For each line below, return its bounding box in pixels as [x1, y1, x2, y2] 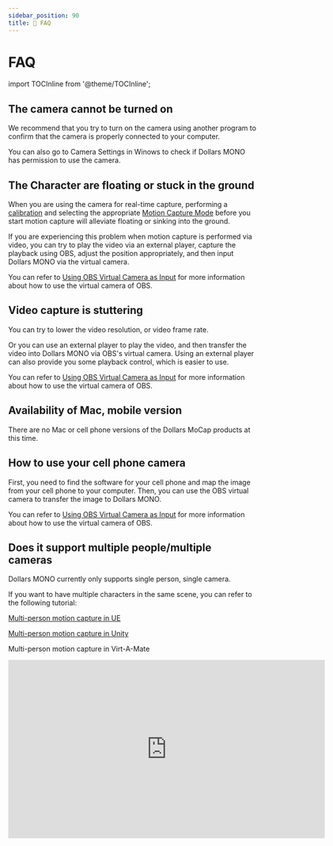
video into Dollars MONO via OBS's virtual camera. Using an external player [8, 348, 255, 358]
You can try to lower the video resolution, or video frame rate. [8, 324, 209, 334]
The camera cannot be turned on [8, 102, 173, 116]
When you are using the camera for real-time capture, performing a [8, 200, 228, 209]
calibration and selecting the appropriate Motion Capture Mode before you [8, 208, 252, 218]
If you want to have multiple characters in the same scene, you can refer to [8, 590, 252, 599]
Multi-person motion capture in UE [8, 614, 121, 623]
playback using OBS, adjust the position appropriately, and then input [8, 249, 234, 258]
